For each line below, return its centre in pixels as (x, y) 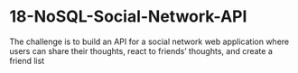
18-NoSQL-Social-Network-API (128, 17)
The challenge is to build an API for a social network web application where (149, 41)
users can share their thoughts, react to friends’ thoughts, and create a (141, 50)
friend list (27, 60)
